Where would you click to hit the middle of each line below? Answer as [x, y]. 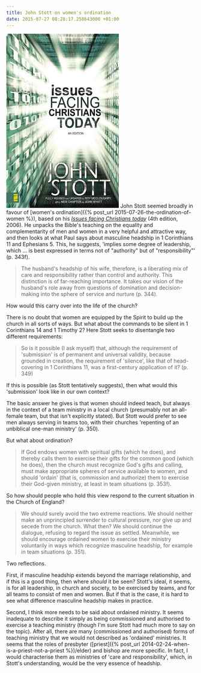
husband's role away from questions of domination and [89, 288]
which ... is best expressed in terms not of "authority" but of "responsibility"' [101, 250]
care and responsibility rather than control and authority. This [97, 275]
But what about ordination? [40, 440]
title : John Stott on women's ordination [59, 13]
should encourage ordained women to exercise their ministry [96, 539]
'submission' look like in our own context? [58, 391]
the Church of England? [35, 502]
